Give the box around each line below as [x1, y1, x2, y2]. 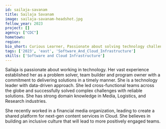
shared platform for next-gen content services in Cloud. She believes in [5, 113, 151, 119]
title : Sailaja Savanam [5, 12, 54, 17]
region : [5, 40, 21, 44]
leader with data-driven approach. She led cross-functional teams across [5, 83, 155, 88]
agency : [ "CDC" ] [5, 30, 39, 35]
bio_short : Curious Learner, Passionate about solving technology [5, 44, 145, 49]
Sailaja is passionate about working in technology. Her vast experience [5, 67, 149, 73]
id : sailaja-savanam [5, 7, 48, 12]
